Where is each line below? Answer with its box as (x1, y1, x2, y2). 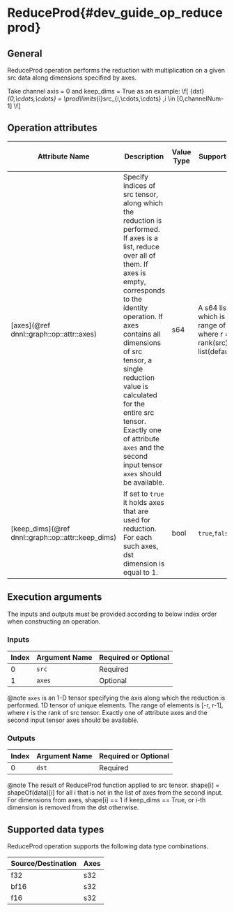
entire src (123, 407, 155, 417)
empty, (123, 277, 146, 286)
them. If (123, 259, 148, 269)
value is (123, 381, 148, 391)
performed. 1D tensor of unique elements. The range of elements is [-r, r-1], (7, 700, 224, 709)
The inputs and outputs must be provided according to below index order (7, 610, 217, 618)
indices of (123, 180, 156, 190)
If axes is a (123, 233, 158, 242)
